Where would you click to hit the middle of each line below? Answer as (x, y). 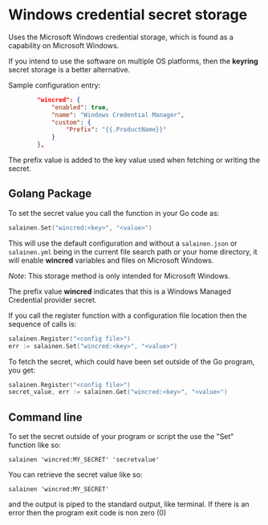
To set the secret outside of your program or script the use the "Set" (121, 437)
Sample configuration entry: (55, 85)
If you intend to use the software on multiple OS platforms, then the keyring (133, 61)
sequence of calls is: (43, 324)
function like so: (35, 445)
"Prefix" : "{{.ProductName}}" (116, 130)
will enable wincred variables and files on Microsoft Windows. (111, 260)
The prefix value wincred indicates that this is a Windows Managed (120, 291)
